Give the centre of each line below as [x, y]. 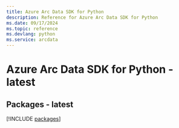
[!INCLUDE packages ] [34, 119]
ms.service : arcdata [32, 40]
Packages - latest [40, 104]
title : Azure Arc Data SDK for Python [55, 12]
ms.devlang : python [31, 34]
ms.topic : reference [32, 29]
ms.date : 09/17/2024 [32, 23]
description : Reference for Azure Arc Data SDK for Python [82, 17]
